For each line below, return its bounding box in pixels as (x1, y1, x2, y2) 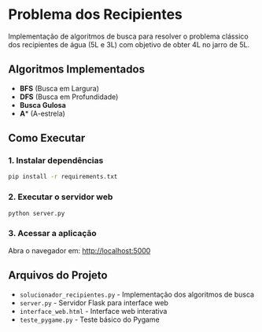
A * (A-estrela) (19, 109, 65, 118)
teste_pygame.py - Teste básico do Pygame (19, 315, 160, 324)
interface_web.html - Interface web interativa (19, 306, 168, 315)
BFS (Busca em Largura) (19, 83, 100, 93)
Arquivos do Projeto (8, 269, 108, 282)
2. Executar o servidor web (8, 191, 113, 202)
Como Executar (8, 131, 86, 145)
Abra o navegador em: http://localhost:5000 (8, 245, 151, 255)
